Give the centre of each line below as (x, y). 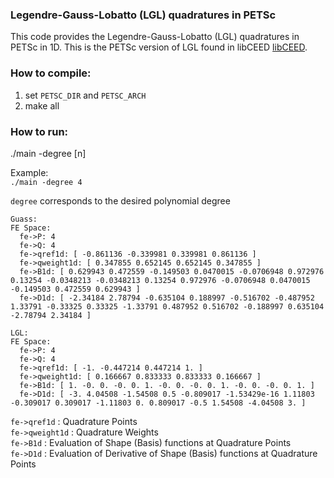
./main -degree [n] (48, 153)
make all (42, 105)
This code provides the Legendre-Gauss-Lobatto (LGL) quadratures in (155, 37)
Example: (29, 172)
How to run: (39, 131)
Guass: (24, 219)
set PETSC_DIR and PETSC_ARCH (85, 95)
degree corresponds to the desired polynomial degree (120, 200)
